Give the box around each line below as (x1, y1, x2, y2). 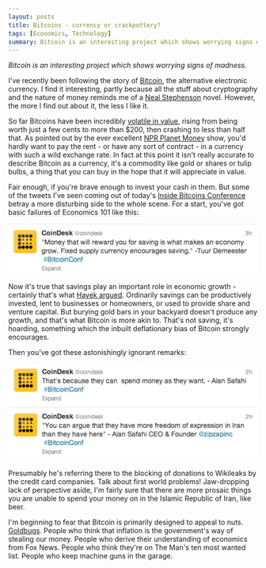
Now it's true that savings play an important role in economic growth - (8, 282, 237, 292)
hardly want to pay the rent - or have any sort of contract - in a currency (8, 142, 244, 151)
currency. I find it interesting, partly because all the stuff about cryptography (8, 84, 258, 94)
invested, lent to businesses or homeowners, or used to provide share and (8, 299, 251, 308)
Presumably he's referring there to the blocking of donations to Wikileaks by (8, 468, 257, 478)
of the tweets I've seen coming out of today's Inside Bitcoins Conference (8, 191, 246, 200)
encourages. (8, 333, 50, 342)
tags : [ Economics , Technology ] (8, 29, 112, 37)
